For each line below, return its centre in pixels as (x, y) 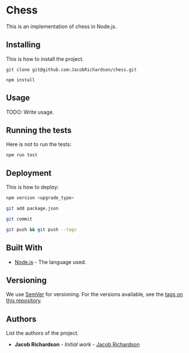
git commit (19, 219)
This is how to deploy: (33, 187)
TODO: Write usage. (30, 112)
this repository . (24, 301)
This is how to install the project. (45, 59)
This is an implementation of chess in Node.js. (62, 26)
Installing (23, 45)
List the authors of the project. (42, 333)
